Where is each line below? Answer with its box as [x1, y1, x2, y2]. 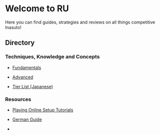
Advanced [12, 74, 33, 80]
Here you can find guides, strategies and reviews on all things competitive [5, 19, 156, 25]
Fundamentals [12, 64, 41, 70]
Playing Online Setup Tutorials [12, 107, 74, 113]
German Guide [12, 116, 42, 122]
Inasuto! [5, 24, 22, 30]
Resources [5, 96, 32, 103]
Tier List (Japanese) [12, 83, 53, 89]
